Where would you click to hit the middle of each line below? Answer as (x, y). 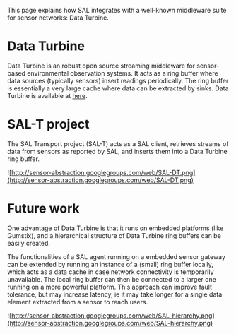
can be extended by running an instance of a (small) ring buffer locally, (111, 264)
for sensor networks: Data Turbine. (58, 18)
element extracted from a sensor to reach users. (78, 302)
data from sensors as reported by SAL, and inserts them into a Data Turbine (117, 151)
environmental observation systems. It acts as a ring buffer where (123, 73)
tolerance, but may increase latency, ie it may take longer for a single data (115, 294)
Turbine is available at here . (47, 95)
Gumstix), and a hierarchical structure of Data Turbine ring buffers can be (114, 235)
